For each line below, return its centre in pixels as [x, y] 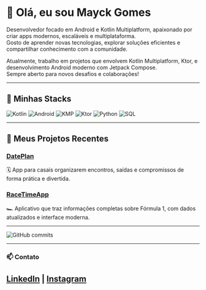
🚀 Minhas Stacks [39, 99]
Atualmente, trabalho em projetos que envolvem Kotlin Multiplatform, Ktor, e [102, 61]
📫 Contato [23, 257]
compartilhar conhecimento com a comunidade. [67, 49]
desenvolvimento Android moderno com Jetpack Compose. [82, 67]
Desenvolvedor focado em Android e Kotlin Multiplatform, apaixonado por [99, 29]
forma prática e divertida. [38, 179]
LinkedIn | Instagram [47, 279]
